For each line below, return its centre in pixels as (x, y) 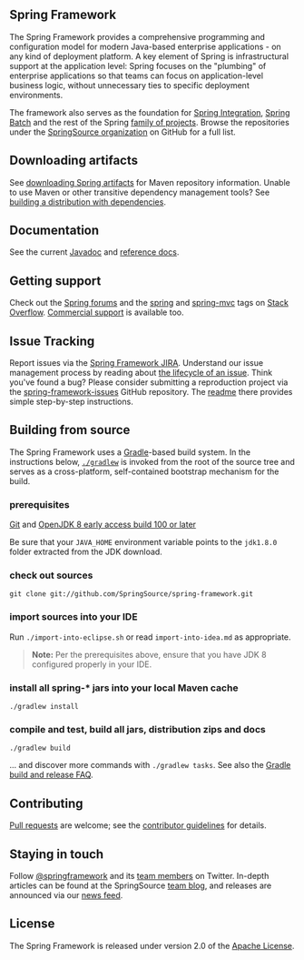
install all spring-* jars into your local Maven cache (124, 688)
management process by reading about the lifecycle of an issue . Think (141, 373)
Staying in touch (57, 854)
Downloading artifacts (74, 161)
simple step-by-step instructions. (71, 402)
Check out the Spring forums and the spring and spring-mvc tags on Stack (149, 303)
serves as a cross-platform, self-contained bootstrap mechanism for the (144, 471)
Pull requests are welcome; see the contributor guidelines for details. (138, 825)
